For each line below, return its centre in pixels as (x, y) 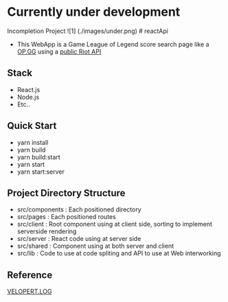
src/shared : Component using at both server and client (95, 246)
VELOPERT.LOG (30, 292)
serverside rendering (47, 231)
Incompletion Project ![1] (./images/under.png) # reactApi (88, 31)
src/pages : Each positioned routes (67, 217)
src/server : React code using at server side (79, 239)
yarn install (33, 142)
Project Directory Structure (66, 193)
